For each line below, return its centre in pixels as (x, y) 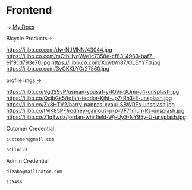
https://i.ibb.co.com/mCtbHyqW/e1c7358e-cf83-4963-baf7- (80, 56)
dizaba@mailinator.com (34, 172)
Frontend (29, 10)
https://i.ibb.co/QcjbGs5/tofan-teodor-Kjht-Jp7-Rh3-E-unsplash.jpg (89, 98)
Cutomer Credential (30, 128)
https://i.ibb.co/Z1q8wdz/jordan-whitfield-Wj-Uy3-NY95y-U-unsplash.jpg (96, 117)
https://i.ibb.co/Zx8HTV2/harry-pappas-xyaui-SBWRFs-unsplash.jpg (91, 104)
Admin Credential (27, 160)
